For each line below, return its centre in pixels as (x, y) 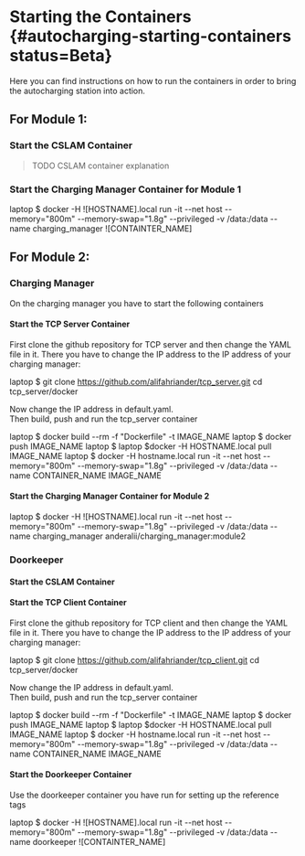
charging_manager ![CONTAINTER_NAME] (112, 228)
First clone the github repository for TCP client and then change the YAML (149, 623)
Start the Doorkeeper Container (71, 775)
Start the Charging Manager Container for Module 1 (126, 189)
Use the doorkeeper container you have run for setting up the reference (144, 795)
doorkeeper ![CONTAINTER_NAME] (99, 841)
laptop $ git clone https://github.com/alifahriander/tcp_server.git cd (136, 381)
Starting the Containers (100, 17)
